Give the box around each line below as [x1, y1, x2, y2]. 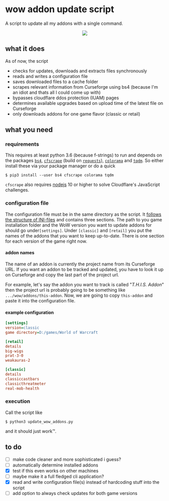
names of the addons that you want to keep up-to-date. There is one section [5, 233, 164, 239]
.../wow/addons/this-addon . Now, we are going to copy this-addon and [5, 292, 153, 298]
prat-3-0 [5, 353, 24, 358]
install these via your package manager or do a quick [5, 163, 116, 169]
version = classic [5, 325, 39, 330]
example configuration [5, 309, 54, 315]
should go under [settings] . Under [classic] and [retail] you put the [5, 227, 152, 234]
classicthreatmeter [5, 381, 46, 386]
